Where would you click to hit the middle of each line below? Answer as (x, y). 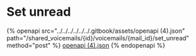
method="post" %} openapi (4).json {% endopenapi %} (86, 45)
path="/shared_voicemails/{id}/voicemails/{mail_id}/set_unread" (98, 38)
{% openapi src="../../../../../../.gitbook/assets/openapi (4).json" (96, 31)
